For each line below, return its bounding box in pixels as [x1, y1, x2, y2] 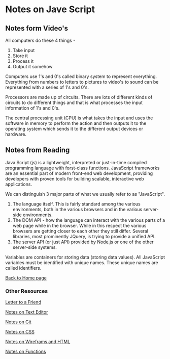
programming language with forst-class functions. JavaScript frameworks [5, 165, 160, 171]
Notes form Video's [5, 24, 69, 33]
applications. [5, 181, 32, 187]
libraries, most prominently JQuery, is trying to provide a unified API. [12, 233, 156, 239]
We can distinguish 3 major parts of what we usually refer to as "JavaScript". [5, 191, 165, 197]
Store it [12, 53, 28, 59]
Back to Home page [5, 274, 47, 281]
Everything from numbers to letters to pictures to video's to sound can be [5, 79, 159, 85]
